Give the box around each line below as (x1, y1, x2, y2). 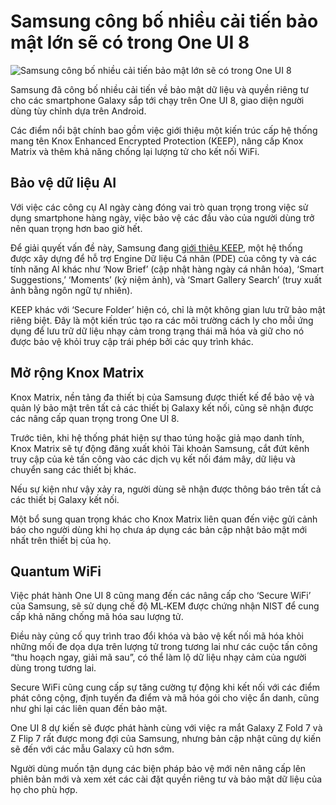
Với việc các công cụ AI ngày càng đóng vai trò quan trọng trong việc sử (10, 201, 309, 213)
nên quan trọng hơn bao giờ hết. (10, 222, 143, 234)
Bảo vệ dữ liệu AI (10, 175, 117, 192)
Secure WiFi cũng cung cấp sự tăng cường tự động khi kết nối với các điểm (10, 681, 320, 694)
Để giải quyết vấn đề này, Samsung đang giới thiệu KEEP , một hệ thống (10, 241, 303, 254)
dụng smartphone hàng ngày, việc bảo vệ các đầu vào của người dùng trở (10, 211, 315, 224)
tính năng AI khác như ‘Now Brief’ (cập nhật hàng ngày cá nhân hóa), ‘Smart (10, 263, 325, 275)
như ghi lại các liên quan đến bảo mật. (10, 703, 168, 715)
